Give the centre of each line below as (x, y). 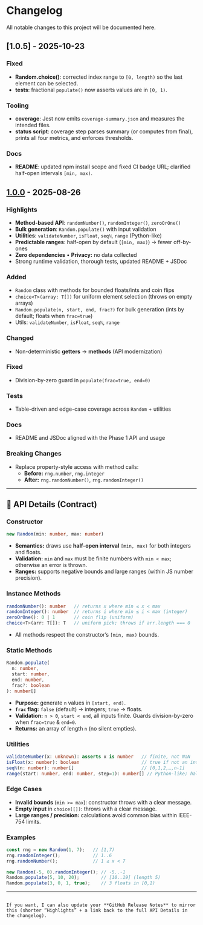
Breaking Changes (34, 454)
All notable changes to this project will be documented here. (81, 27)
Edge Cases (24, 789)
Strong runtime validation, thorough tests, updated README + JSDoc (101, 261)
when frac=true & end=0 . (46, 722)
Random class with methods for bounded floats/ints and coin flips (95, 290)
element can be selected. (47, 83)
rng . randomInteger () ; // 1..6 (59, 855)
